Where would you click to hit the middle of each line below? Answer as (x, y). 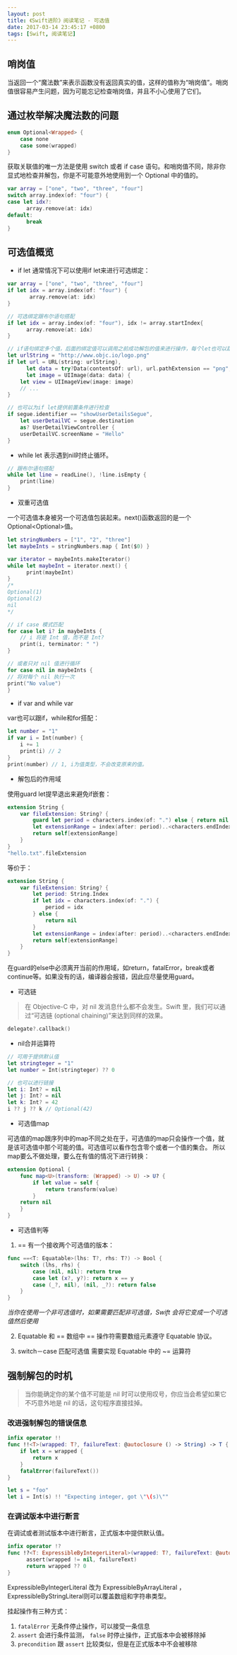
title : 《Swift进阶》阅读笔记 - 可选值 (59, 21)
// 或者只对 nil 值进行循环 (44, 664)
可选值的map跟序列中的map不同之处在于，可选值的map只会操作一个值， (113, 1138)
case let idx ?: (30, 202)
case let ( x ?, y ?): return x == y (83, 1278)
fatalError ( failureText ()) (60, 1471)
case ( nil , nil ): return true (77, 1271)
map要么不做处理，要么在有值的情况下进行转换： (79, 1156)
